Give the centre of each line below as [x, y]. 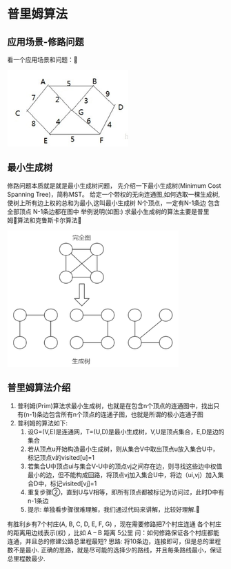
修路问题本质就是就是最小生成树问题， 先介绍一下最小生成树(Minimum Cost [114, 185]
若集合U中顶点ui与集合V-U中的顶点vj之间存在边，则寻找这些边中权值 [125, 466]
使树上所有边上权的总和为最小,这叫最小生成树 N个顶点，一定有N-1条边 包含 [114, 203]
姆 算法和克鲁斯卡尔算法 [42, 220]
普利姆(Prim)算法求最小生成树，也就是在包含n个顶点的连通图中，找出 [115, 405]
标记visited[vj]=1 [73, 483]
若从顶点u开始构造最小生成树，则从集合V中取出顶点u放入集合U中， [123, 449]
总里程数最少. [27, 558]
